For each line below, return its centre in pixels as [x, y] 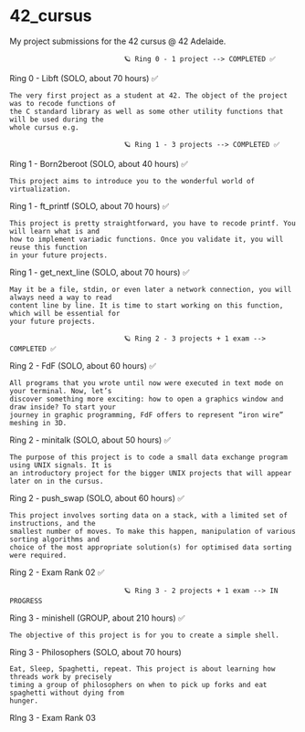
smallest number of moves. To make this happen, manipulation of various [153, 531]
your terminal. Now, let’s [61, 391]
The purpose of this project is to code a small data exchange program [148, 457]
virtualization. [40, 189]
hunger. [24, 701]
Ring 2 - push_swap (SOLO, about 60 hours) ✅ [97, 497]
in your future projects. [58, 255]
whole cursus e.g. [44, 127]
